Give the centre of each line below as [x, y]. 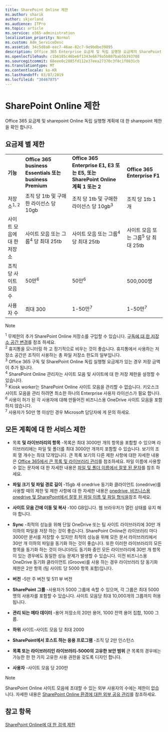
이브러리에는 [25, 449]
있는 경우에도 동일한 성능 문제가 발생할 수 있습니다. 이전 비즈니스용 [82, 555]
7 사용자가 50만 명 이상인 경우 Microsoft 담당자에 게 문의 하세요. [68, 412]
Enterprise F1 [143, 176]
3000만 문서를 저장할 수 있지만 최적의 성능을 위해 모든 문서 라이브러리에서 [84, 537]
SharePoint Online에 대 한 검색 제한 [40, 724]
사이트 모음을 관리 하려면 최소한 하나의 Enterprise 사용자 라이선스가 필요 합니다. [83, 393]
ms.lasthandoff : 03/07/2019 [34, 75]
